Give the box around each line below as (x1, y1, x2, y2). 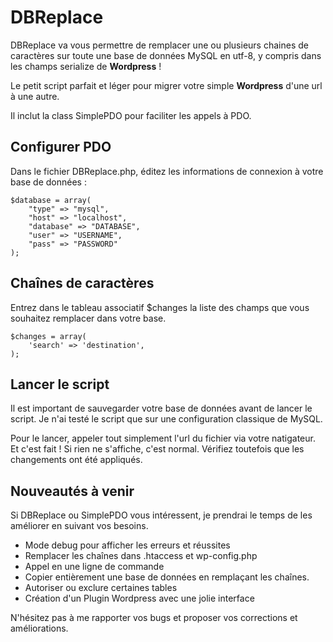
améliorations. (10, 622, 69, 635)
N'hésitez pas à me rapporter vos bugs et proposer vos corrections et (10, 612, 298, 624)
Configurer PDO (10, 139, 112, 156)
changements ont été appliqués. (10, 454, 143, 466)
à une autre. (10, 90, 60, 102)
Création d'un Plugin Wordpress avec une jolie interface (24, 592, 255, 605)
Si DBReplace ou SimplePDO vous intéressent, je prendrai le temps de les (10, 509, 313, 521)
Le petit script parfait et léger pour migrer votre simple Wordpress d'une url (10, 79, 323, 91)
